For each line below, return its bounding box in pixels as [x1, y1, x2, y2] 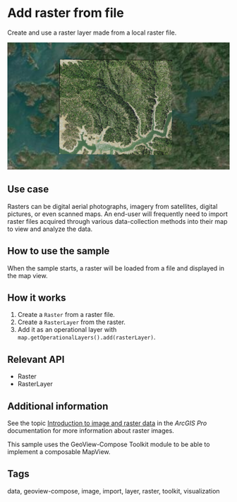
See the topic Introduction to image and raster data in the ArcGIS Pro [7, 419, 207, 427]
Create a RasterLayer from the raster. [17, 318, 126, 326]
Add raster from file [7, 5, 125, 21]
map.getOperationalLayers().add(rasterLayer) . [17, 333, 156, 342]
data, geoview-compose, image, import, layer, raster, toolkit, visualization [7, 486, 220, 495]
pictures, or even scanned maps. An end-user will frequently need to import [7, 210, 228, 218]
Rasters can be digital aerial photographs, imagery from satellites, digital [7, 202, 218, 210]
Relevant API [7, 353, 65, 365]
